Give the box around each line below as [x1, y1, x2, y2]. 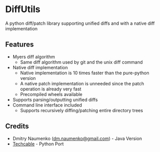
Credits [5, 122, 29, 131]
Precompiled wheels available [20, 91, 83, 97]
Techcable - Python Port [12, 140, 64, 147]
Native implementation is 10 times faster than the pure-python [20, 70, 149, 76]
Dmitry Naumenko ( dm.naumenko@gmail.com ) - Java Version [12, 135, 142, 141]
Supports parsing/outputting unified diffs [12, 96, 98, 103]
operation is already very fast [20, 86, 82, 92]
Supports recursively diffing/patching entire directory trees [20, 107, 143, 113]
